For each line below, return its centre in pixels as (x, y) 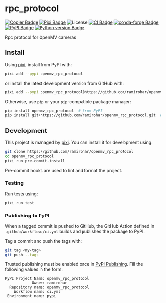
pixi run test (20, 203)
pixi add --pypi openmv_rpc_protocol (44, 74)
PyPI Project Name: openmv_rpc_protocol (47, 278)
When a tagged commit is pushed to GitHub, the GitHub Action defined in (80, 226)
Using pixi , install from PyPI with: (39, 64)
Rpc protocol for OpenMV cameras (41, 37)
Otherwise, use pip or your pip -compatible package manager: (68, 101)
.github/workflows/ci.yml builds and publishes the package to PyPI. (75, 232)
